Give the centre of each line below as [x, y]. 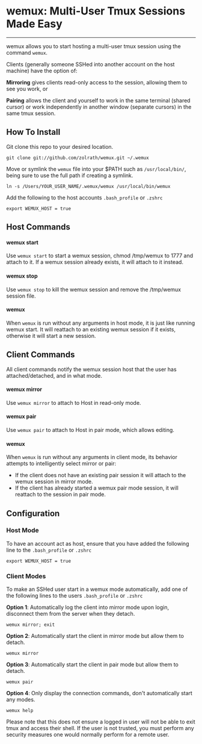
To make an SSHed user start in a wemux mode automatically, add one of [97, 589]
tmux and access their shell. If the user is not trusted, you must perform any [100, 728]
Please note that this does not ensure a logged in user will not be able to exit [101, 722]
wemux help [20, 711]
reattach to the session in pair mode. [60, 495]
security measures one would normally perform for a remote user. [88, 735]
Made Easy [35, 24]
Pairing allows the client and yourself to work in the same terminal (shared [98, 100]
